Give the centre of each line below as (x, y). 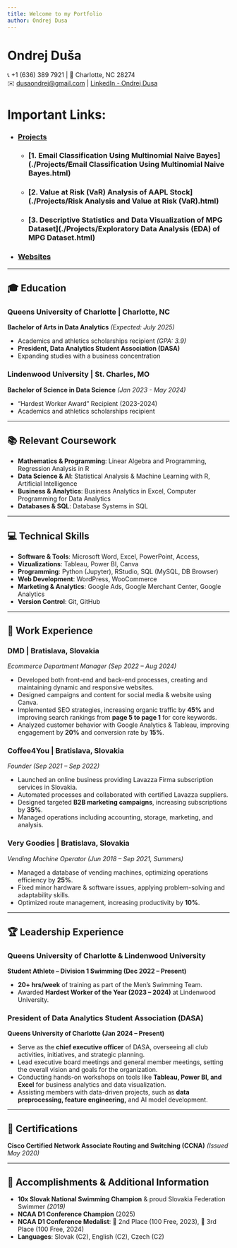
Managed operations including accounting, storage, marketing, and (115, 817)
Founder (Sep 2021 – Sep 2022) (54, 766)
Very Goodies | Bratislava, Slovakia (68, 844)
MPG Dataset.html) (61, 238)
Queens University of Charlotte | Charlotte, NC (89, 312)
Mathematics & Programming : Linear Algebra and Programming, (112, 461)
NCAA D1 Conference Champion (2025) (77, 1214)
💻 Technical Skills (48, 536)
